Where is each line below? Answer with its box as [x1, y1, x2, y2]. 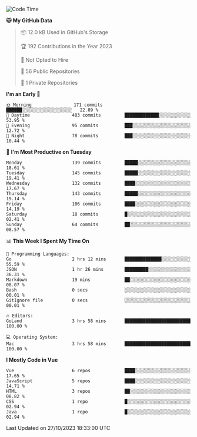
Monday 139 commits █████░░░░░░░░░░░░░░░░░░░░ [6, 160, 191, 165]
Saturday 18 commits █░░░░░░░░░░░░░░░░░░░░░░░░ [6, 211, 191, 217]
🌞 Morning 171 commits [6, 102, 103, 108]
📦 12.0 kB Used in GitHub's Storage [20, 29, 109, 35]
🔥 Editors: [6, 313, 34, 319]
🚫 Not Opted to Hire [20, 57, 69, 63]
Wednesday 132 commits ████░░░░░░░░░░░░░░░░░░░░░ [6, 180, 191, 186]
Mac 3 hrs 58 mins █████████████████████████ [6, 341, 191, 347]
